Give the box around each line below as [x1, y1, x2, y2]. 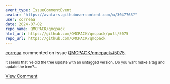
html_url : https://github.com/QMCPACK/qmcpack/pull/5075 [5, 31, 129, 36]
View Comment [5, 73, 38, 79]
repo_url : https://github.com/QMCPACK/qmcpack [5, 36, 106, 41]
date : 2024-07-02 [5, 21, 42, 27]
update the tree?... [5, 64, 37, 69]
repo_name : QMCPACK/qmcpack [5, 26, 65, 32]
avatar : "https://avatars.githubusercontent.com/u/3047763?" [5, 12, 138, 17]
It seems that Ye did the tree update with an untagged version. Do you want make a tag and [5, 60, 165, 65]
